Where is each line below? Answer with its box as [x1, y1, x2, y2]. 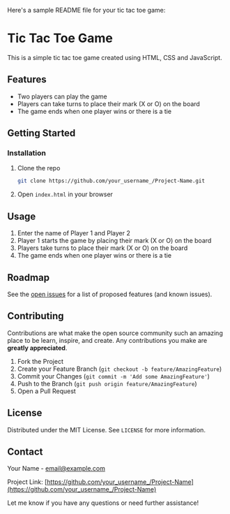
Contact [7, 446, 43, 457]
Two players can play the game [17, 92, 107, 101]
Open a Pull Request [17, 387, 77, 395]
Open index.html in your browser [17, 190, 114, 198]
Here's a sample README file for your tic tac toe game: [7, 6, 166, 14]
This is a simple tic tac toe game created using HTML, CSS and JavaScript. [7, 53, 222, 61]
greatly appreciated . [7, 344, 68, 352]
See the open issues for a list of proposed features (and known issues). [7, 290, 213, 298]
